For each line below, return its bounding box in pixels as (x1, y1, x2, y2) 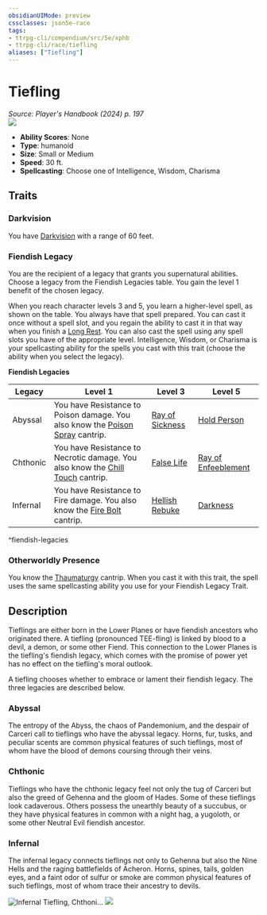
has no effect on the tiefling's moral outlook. (8, 659, 153, 669)
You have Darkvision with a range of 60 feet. (8, 231, 154, 241)
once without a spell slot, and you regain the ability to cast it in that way (8, 318, 242, 327)
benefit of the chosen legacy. (8, 285, 105, 295)
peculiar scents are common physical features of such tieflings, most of (8, 738, 243, 747)
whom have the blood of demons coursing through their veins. (8, 746, 213, 755)
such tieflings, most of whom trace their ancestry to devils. (8, 881, 201, 890)
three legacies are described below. (8, 683, 126, 693)
